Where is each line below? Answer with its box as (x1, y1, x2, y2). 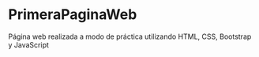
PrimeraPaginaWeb (8, 6, 137, 24)
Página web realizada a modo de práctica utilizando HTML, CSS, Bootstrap (8, 32, 252, 41)
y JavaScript (8, 40, 50, 49)
